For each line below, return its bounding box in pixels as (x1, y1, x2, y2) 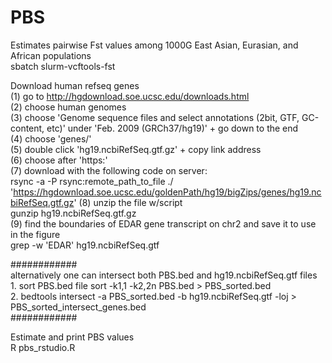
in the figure (10, 228, 61, 240)
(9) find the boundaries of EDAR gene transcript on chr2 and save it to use (10, 217, 317, 230)
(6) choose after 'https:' (10, 154, 108, 166)
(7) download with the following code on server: (10, 164, 208, 176)
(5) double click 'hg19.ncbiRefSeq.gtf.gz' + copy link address (10, 143, 262, 155)
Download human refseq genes (10, 79, 140, 91)
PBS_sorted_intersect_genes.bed (10, 301, 147, 313)
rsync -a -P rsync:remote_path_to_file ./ (10, 175, 174, 187)
